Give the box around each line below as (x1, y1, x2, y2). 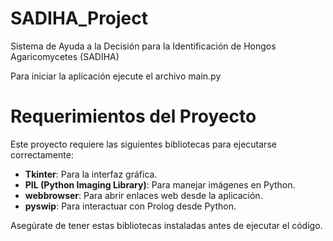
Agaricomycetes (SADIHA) (10, 50, 120, 62)
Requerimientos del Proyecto (10, 105, 257, 128)
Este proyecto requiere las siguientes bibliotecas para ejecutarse (10, 138, 277, 150)
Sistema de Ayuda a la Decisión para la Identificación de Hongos (10, 40, 277, 52)
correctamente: (10, 148, 74, 161)
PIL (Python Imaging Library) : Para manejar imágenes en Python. (24, 178, 296, 191)
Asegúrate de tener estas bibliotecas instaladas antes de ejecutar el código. (10, 219, 323, 231)
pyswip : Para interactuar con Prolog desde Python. (24, 200, 237, 212)
